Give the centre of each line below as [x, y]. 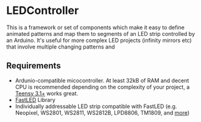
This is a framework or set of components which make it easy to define [95, 27]
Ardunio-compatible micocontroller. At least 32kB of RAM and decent [102, 80]
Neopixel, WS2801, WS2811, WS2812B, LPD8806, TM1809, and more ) [102, 112]
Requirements [33, 66]
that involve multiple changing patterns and [61, 47]
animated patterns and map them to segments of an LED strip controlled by [101, 33]
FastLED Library [35, 100]
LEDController [43, 11]
